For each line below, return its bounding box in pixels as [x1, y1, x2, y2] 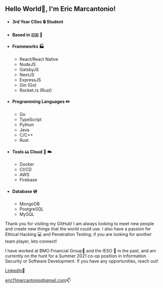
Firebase [19, 177, 38, 183]
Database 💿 [12, 188, 38, 194]
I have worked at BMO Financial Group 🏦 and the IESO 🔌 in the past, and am [5, 248, 156, 254]
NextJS [19, 72, 35, 77]
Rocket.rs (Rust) [19, 87, 52, 93]
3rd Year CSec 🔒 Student [12, 19, 63, 24]
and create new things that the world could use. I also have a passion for [5, 226, 151, 232]
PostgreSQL [19, 206, 44, 212]
